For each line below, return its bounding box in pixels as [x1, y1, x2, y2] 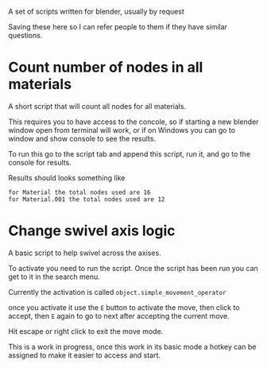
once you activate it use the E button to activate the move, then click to [8, 302, 240, 312]
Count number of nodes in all [8, 59, 203, 76]
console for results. [8, 157, 72, 167]
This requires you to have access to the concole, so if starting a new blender [8, 117, 259, 126]
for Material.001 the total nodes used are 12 [8, 195, 165, 203]
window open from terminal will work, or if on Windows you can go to [8, 125, 236, 134]
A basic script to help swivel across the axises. [8, 248, 161, 258]
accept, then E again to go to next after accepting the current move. [8, 311, 230, 320]
